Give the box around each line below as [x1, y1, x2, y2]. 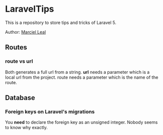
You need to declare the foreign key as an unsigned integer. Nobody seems [5, 119, 158, 125]
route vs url [5, 58, 33, 65]
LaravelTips [5, 3, 54, 15]
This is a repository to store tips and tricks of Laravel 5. [5, 20, 116, 25]
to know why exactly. [5, 125, 48, 131]
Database [5, 94, 35, 102]
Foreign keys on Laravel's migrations [5, 108, 95, 115]
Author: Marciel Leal [5, 29, 46, 35]
